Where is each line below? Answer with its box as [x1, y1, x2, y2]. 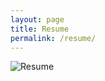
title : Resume [10, 24, 70, 34]
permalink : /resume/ [10, 33, 97, 43]
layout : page [10, 14, 65, 25]
